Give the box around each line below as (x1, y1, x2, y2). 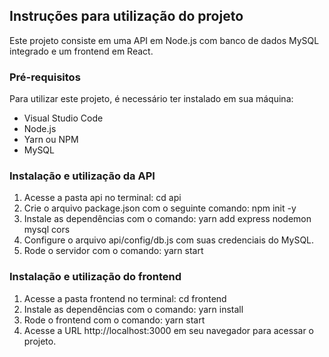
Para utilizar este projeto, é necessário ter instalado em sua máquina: (9, 93, 294, 105)
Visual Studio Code (23, 112, 104, 124)
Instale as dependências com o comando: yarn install (23, 303, 244, 315)
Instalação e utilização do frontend (9, 270, 182, 284)
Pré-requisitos (9, 70, 81, 84)
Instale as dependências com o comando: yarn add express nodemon (23, 213, 312, 225)
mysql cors (23, 224, 71, 236)
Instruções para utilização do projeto (9, 8, 244, 25)
